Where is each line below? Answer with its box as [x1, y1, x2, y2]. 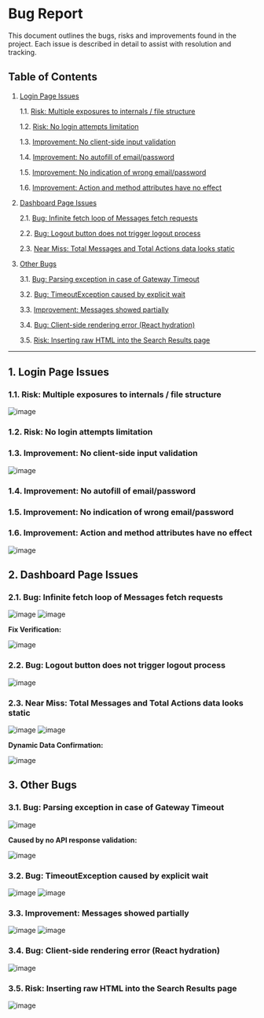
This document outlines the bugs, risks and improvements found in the [8, 31, 237, 40]
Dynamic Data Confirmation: [8, 741, 104, 750]
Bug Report [8, 5, 84, 23]
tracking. [8, 47, 37, 57]
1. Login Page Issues [8, 365, 110, 379]
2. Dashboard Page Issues [8, 568, 139, 582]
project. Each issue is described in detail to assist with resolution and [8, 39, 232, 48]
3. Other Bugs [8, 779, 77, 792]
